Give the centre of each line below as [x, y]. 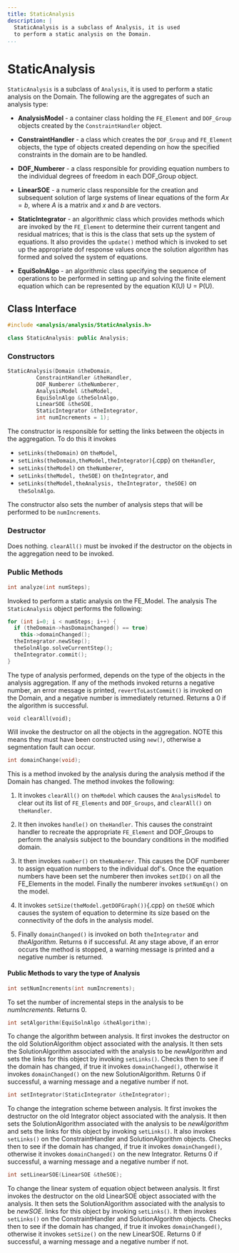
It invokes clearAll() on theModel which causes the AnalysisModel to [119, 795]
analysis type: [28, 104]
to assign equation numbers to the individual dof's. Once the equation [120, 868]
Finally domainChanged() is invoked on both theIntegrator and [108, 934]
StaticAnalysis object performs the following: [75, 608]
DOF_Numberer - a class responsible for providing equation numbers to [123, 169]
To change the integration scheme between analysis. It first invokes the [112, 1109]
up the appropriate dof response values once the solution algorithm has [123, 249]
